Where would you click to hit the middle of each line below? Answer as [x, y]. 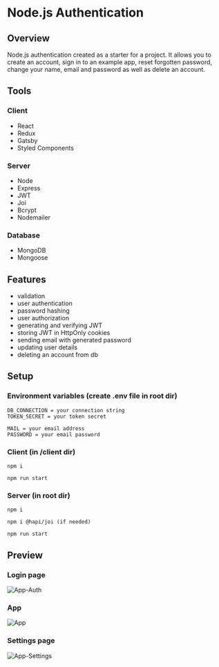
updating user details [47, 347]
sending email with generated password [74, 340]
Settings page [31, 641]
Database [23, 235]
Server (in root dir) [39, 495]
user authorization [43, 318]
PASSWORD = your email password [54, 434]
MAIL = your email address [46, 428]
